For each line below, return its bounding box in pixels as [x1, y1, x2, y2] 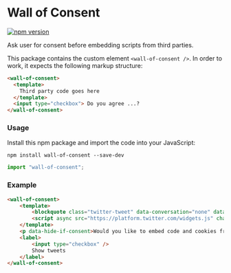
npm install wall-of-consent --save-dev [7, 152, 125, 159]
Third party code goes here [19, 87, 100, 94]
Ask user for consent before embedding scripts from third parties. [7, 41, 194, 49]
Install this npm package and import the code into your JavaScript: [7, 139, 196, 147]
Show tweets [32, 247, 67, 254]
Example [7, 180, 37, 190]
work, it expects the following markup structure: [7, 61, 143, 69]
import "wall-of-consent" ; [7, 164, 85, 171]
